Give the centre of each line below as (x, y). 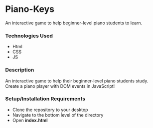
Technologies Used (29, 36)
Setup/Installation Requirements (45, 99)
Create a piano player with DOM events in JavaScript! (60, 86)
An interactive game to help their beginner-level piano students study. (77, 81)
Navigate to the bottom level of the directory (58, 115)
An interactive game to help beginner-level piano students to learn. (74, 23)
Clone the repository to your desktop (50, 110)
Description (20, 70)
